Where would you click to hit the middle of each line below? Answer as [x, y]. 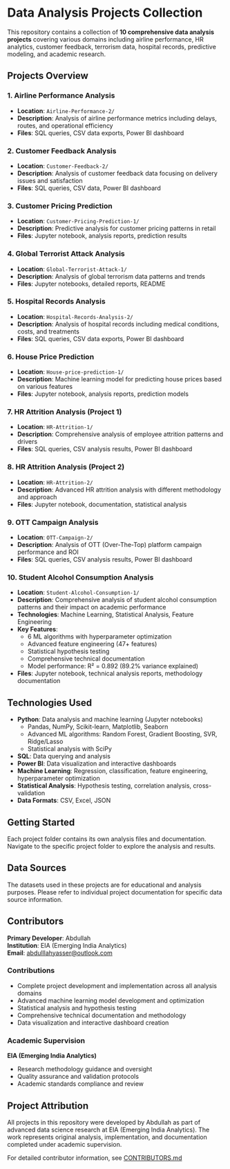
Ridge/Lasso [45, 742]
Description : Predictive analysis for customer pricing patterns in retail [116, 228]
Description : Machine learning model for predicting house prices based [119, 379]
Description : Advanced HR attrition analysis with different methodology [119, 490]
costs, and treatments [48, 331]
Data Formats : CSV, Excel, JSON [64, 800]
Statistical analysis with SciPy [69, 749]
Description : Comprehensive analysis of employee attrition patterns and [120, 434]
